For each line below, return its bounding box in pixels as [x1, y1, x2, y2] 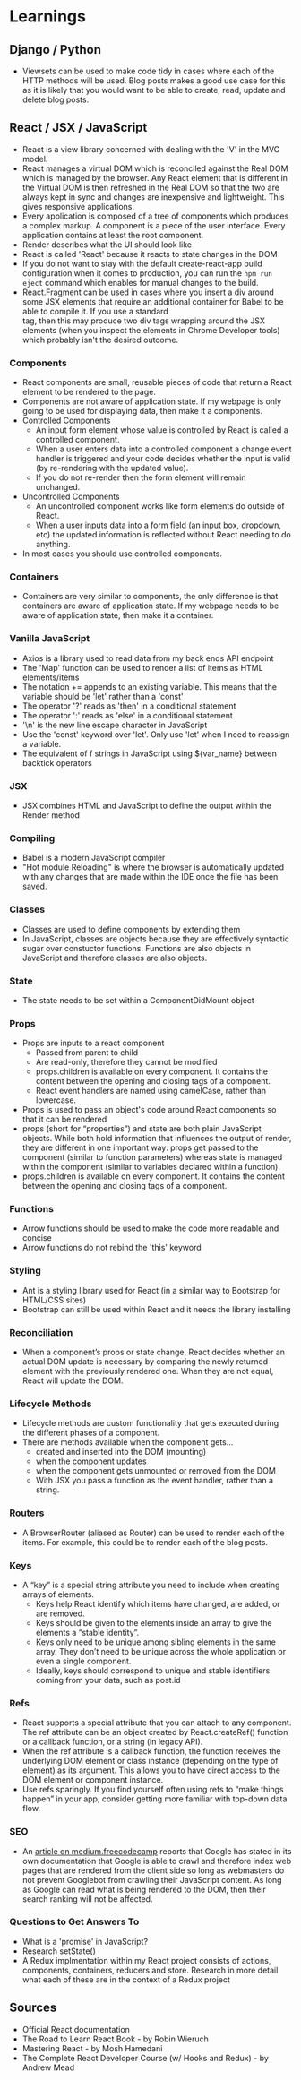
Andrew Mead [21, 2062, 75, 2073]
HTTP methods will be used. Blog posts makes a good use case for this [21, 75, 286, 86]
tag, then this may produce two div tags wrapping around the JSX [21, 315, 266, 326]
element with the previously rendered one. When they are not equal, [21, 1366, 274, 1377]
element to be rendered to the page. [21, 387, 157, 398]
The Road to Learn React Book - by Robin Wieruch [21, 2033, 209, 2044]
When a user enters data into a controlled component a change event [35, 443, 292, 454]
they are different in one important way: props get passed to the [21, 1142, 259, 1153]
